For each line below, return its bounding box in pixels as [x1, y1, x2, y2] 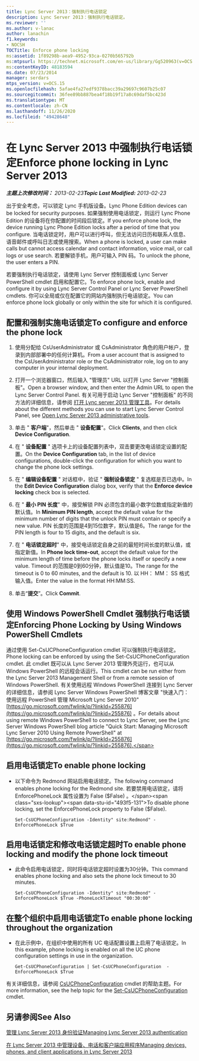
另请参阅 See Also [6, 1012, 71, 1022]
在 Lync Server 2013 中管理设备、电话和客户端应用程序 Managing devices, [6, 1041, 187, 1049]
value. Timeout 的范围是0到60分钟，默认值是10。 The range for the [14, 563, 179, 569]
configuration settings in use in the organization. [14, 952, 134, 959]
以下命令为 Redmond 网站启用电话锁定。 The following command [14, 777, 173, 784]
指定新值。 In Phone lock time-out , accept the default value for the [14, 548, 178, 555]
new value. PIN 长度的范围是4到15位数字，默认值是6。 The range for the [14, 522, 191, 529]
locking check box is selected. [14, 489, 90, 495]
